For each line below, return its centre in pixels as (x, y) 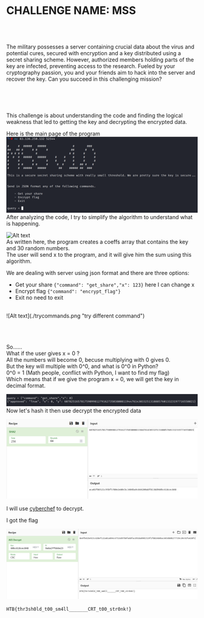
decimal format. (26, 385)
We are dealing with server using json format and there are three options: (98, 273)
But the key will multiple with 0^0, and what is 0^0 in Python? (83, 366)
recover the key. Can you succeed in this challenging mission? (84, 79)
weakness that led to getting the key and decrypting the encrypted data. (97, 121)
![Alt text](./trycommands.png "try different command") (76, 316)
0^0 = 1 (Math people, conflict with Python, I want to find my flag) (88, 372)
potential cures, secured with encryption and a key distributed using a (93, 53)
